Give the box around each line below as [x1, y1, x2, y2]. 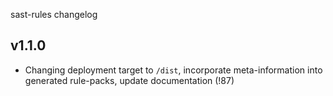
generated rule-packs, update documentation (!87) [24, 74, 235, 86]
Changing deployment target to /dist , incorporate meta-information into [24, 64, 323, 76]
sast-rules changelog [10, 9, 98, 20]
